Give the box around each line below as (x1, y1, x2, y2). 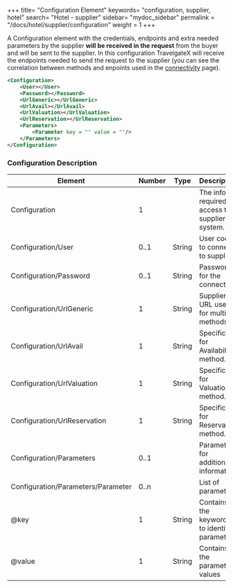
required (198, 196, 227, 205)
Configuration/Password (10, 271, 90, 280)
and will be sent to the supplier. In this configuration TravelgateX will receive (7, 49, 225, 57)
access (198, 205, 223, 215)
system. (198, 222, 225, 232)
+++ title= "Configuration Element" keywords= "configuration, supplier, (7, 6, 211, 14)
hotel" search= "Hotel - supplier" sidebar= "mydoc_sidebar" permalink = (7, 13, 215, 22)
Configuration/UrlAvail (10, 341, 83, 351)
